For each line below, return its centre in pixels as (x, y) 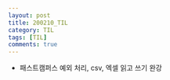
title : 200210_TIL (38, 23)
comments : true (33, 45)
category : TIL (31, 30)
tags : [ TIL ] (27, 37)
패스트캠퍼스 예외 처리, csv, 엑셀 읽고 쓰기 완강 (90, 68)
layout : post (29, 15)
